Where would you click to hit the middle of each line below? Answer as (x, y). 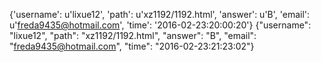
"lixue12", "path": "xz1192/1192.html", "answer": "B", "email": (133, 35)
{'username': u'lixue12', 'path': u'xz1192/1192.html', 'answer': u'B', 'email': (160, 14)
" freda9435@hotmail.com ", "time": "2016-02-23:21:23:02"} (132, 46)
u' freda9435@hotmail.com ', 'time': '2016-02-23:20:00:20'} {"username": (160, 25)
